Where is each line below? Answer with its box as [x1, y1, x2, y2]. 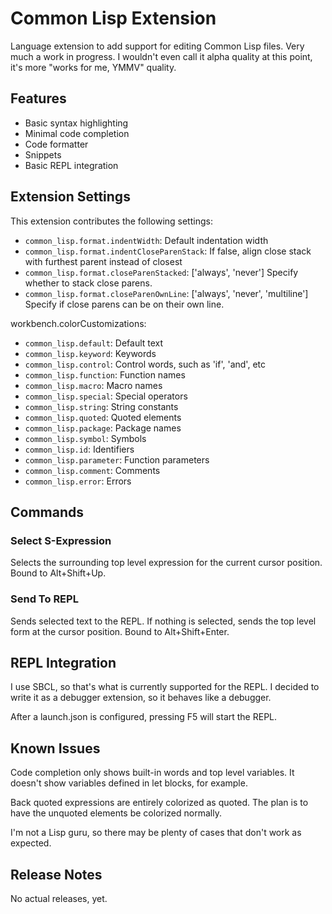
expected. [10, 837, 52, 849]
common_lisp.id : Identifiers [24, 443, 135, 455]
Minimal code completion [24, 127, 130, 139]
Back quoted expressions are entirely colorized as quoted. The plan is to [10, 797, 309, 809]
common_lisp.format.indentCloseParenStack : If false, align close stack [24, 245, 312, 257]
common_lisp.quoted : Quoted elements [24, 411, 182, 423]
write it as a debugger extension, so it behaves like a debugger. [10, 692, 272, 704]
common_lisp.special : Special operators [24, 390, 188, 402]
